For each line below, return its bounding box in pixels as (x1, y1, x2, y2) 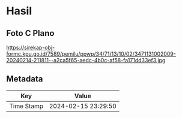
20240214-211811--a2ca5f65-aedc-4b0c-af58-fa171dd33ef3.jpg (6, 57, 166, 63)
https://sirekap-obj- (6, 44, 55, 51)
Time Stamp (9, 102, 44, 110)
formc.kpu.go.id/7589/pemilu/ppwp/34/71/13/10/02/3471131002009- (6, 50, 176, 58)
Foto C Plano (6, 28, 55, 38)
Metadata (6, 74, 43, 84)
